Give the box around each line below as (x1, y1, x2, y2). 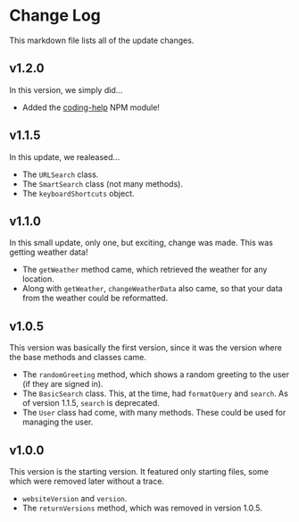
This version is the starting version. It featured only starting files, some (9, 467, 270, 476)
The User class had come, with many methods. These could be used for (21, 408, 287, 418)
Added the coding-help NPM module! (21, 102, 161, 113)
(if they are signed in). (21, 379, 104, 390)
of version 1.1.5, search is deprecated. (21, 398, 160, 408)
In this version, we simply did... (9, 84, 123, 95)
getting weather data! (9, 247, 88, 257)
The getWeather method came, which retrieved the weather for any (21, 265, 268, 275)
